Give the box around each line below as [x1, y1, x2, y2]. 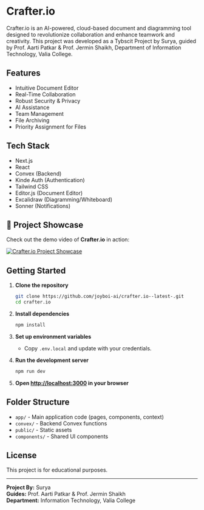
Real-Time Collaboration [15, 90, 76, 98]
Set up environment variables [15, 333, 92, 340]
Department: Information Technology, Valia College [6, 497, 135, 504]
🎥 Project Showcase [6, 219, 84, 230]
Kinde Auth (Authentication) [15, 176, 85, 183]
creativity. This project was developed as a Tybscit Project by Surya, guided [6, 37, 196, 44]
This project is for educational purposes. [6, 466, 108, 473]
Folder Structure [6, 397, 70, 408]
